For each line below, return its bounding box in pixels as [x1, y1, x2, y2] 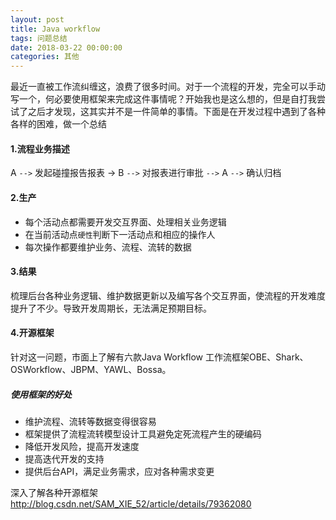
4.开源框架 [10, 327, 55, 339]
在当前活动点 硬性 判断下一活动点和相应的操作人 [24, 228, 216, 240]
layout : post [10, 14, 65, 25]
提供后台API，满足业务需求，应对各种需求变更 [24, 465, 215, 477]
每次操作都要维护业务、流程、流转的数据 [24, 241, 192, 253]
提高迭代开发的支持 [24, 452, 105, 465]
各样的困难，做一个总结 [10, 118, 107, 130]
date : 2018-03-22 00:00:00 [10, 42, 123, 53]
